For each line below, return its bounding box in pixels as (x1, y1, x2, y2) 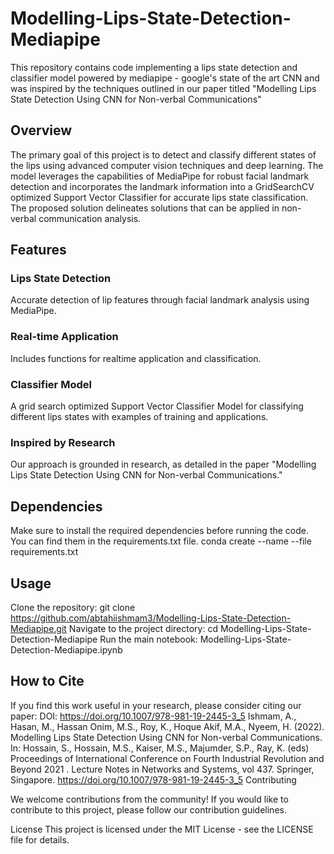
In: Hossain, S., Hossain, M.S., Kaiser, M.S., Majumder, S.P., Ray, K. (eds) (10, 742, 310, 754)
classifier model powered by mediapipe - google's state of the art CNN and (10, 72, 320, 84)
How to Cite (10, 673, 85, 690)
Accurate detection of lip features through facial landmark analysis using (10, 294, 310, 306)
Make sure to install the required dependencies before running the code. (10, 525, 310, 537)
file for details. (10, 833, 70, 846)
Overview (10, 122, 73, 139)
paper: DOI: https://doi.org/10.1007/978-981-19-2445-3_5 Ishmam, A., (10, 710, 297, 722)
